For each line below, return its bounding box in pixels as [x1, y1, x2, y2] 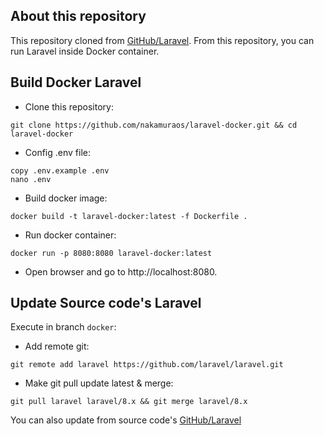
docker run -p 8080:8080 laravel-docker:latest [10, 248, 213, 258]
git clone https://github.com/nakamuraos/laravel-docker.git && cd [10, 120, 298, 130]
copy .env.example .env [10, 165, 110, 176]
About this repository [10, 8, 147, 25]
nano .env [10, 174, 52, 184]
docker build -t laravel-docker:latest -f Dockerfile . [10, 211, 248, 221]
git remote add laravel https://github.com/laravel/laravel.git [10, 360, 284, 370]
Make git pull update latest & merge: [24, 377, 174, 389]
